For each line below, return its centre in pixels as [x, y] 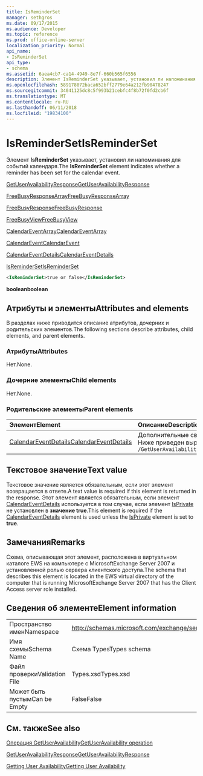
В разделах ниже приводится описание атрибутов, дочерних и [88, 323]
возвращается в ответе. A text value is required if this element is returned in [101, 491]
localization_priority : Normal [46, 46]
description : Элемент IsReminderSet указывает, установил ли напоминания [101, 79]
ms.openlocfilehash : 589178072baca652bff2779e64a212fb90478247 [88, 85]
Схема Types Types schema [111, 649]
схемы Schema [31, 649]
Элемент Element [35, 424]
